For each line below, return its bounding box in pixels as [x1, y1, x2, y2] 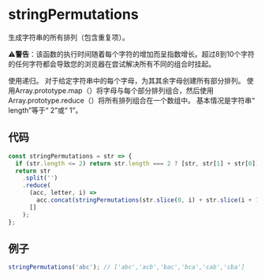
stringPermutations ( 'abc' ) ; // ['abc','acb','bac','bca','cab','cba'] [8, 263, 245, 271]
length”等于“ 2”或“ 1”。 [8, 105, 83, 115]
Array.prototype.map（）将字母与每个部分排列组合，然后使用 [14, 85, 215, 95]
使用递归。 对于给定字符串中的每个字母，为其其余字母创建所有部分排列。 [8, 76, 245, 85]
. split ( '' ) [22, 174, 58, 182]
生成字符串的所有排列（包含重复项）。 [8, 32, 129, 42]
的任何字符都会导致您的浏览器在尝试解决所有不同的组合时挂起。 [8, 59, 215, 69]
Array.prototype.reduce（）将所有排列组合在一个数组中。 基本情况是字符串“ [8, 95, 256, 105]
